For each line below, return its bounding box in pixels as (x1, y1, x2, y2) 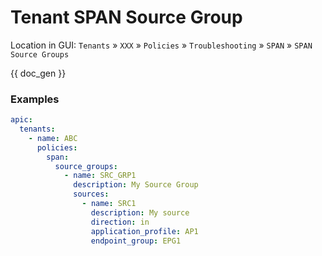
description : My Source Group (73, 180, 199, 190)
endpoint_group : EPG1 (90, 236, 182, 246)
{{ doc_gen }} (10, 67, 67, 79)
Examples (10, 92, 60, 106)
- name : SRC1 (81, 199, 137, 209)
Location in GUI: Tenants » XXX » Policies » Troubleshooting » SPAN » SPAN (10, 39, 313, 51)
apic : (10, 115, 33, 125)
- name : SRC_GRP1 (63, 171, 137, 181)
